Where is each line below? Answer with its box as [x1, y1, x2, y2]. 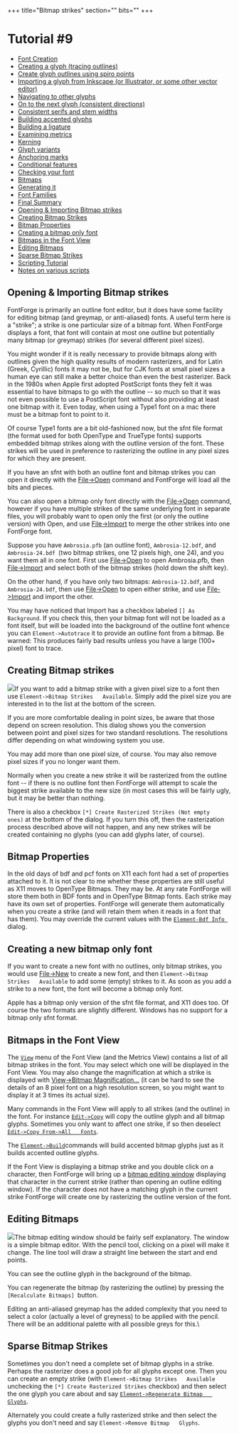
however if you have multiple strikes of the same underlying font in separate [7, 504, 230, 513]
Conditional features [17, 160, 78, 169]
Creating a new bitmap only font [7, 942, 153, 955]
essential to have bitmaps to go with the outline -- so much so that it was [7, 387, 221, 395]
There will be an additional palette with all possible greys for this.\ [7, 1319, 200, 1328]
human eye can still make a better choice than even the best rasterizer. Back [7, 372, 231, 381]
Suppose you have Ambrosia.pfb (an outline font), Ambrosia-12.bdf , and [7, 541, 216, 549]
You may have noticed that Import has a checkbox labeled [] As [7, 606, 196, 615]
